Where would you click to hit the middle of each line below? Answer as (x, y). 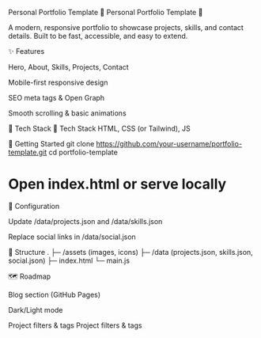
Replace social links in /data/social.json (72, 237)
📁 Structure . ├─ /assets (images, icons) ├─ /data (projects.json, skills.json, (130, 252)
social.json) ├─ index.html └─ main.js (69, 260)
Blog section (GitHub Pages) (55, 294)
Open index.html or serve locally (117, 184)
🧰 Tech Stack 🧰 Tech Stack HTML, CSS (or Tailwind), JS (100, 128)
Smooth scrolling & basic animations (67, 113)
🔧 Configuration (34, 206)
